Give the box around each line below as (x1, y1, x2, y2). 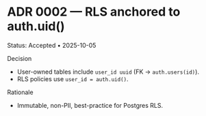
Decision (7, 54, 32, 62)
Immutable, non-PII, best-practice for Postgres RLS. (16, 101, 163, 109)
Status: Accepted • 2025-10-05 (7, 41, 96, 49)
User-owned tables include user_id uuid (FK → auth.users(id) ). (16, 68, 200, 76)
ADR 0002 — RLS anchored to (7, 4, 181, 20)
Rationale (7, 88, 34, 96)
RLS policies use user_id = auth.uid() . (16, 74, 129, 83)
